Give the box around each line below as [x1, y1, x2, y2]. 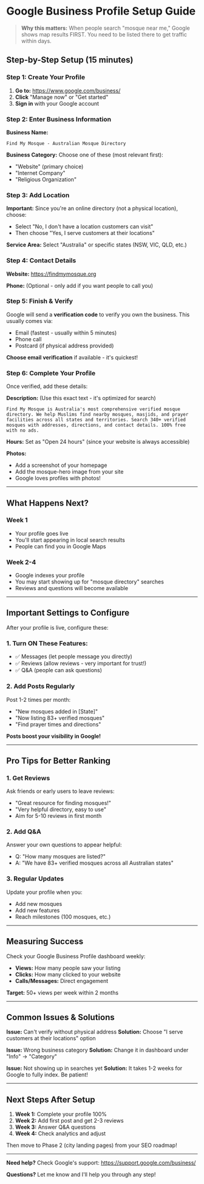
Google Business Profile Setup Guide [6, 4, 196, 18]
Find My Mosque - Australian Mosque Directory [6, 140, 126, 146]
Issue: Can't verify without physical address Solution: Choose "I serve [6, 1028, 183, 1036]
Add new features [15, 907, 60, 914]
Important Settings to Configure [6, 608, 129, 618]
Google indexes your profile [15, 572, 85, 579]
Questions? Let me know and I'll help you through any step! [6, 1171, 156, 1179]
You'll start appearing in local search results [15, 536, 126, 543]
